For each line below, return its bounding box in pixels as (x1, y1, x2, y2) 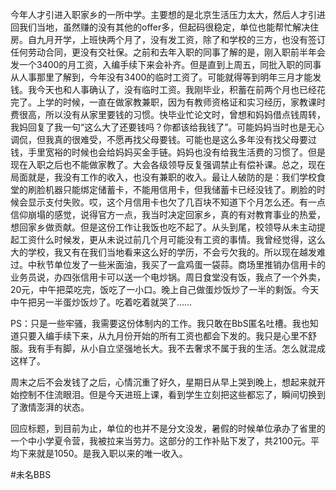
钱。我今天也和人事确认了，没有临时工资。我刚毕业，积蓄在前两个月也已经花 (10, 84, 326, 95)
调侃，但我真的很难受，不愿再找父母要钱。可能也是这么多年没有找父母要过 (10, 134, 317, 145)
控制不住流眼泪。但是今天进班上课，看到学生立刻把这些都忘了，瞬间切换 (18, 389, 317, 400)
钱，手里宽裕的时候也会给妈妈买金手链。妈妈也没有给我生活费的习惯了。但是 (10, 146, 326, 158)
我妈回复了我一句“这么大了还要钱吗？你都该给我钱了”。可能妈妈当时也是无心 (10, 121, 325, 133)
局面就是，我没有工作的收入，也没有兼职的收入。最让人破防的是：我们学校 (10, 171, 317, 183)
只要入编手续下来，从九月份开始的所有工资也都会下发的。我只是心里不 (18, 330, 308, 342)
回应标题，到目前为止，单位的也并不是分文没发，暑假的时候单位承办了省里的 (10, 423, 326, 434)
